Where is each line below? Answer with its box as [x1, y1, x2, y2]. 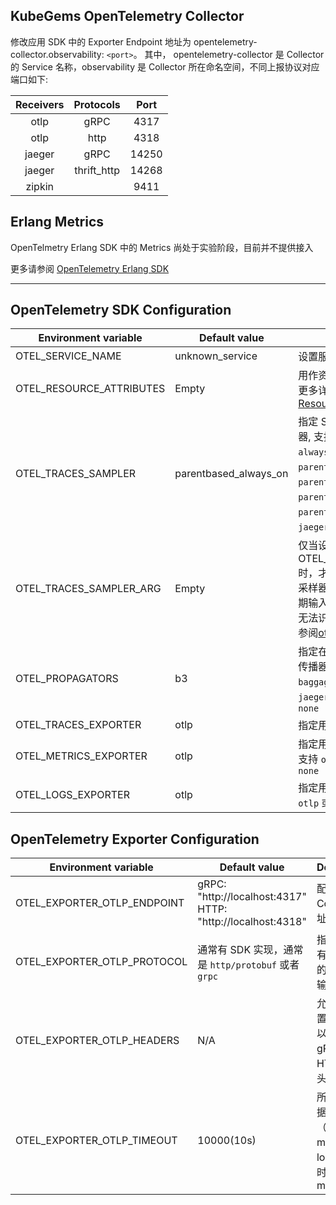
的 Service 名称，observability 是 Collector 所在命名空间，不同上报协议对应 [10, 60, 320, 73]
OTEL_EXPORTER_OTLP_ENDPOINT [15, 896, 185, 910]
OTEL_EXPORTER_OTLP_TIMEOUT [15, 1134, 178, 1148]
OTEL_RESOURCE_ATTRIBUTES [15, 382, 166, 396]
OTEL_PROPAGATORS [15, 672, 119, 686]
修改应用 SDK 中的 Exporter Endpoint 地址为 [10, 35, 192, 48]
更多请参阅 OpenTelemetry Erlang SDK [10, 262, 170, 274]
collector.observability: [10, 48, 105, 60]
